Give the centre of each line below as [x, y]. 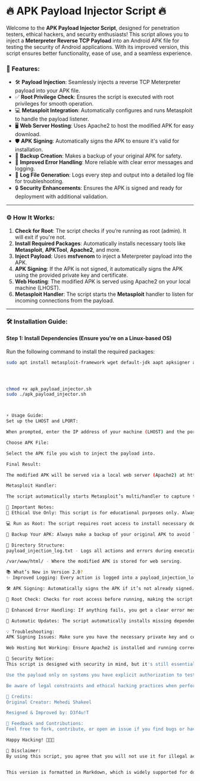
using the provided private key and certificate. [71, 275]
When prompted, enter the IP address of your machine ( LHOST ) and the [96, 432]
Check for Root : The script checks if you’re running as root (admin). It [100, 230]
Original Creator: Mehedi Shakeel [49, 702]
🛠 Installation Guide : [37, 322]
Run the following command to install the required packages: [81, 351]
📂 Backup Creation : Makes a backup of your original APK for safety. [99, 156]
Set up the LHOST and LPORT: [42, 421]
